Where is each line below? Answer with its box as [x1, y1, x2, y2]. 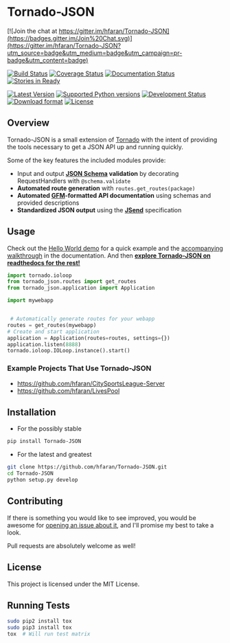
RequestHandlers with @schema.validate [16, 177, 131, 185]
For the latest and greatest [16, 451, 92, 459]
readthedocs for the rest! [7, 258, 80, 267]
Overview [7, 117, 50, 129]
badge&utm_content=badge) [7, 56, 89, 64]
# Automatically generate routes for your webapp [10, 315, 155, 323]
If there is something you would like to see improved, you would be [7, 513, 197, 522]
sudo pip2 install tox [7, 618, 72, 625]
